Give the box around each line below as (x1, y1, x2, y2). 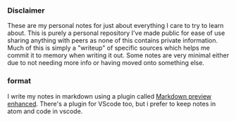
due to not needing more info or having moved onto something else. (7, 59, 204, 67)
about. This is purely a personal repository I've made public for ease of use (7, 29, 225, 37)
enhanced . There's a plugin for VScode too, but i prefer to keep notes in (7, 99, 216, 108)
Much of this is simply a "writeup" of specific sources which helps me (7, 44, 210, 52)
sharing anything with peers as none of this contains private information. (7, 36, 218, 45)
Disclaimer (7, 6, 45, 15)
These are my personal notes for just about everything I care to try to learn (7, 22, 224, 30)
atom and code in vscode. (7, 107, 83, 115)
